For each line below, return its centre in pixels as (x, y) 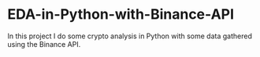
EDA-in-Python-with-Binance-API (121, 14)
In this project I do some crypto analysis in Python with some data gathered (130, 36)
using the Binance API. (44, 44)
